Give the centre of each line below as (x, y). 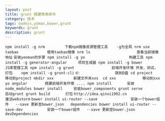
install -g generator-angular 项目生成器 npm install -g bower (74, 62)
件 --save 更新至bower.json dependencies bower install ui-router (78, 104)
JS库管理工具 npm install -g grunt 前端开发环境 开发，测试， (82, 68)
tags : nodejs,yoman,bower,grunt (38, 23)
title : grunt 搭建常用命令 (31, 14)
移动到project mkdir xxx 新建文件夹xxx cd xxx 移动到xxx (83, 78)
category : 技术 (20, 19)
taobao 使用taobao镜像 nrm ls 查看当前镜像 (82, 52)
